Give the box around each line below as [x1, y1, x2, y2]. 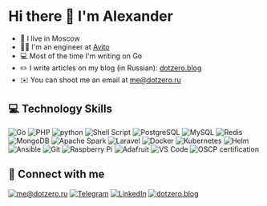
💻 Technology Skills [8, 102, 113, 116]
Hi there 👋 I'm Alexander [8, 7, 174, 26]
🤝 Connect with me [8, 168, 105, 181]
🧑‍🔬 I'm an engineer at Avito [19, 42, 110, 51]
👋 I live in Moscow [19, 34, 80, 43]
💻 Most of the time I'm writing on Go [19, 51, 143, 61]
